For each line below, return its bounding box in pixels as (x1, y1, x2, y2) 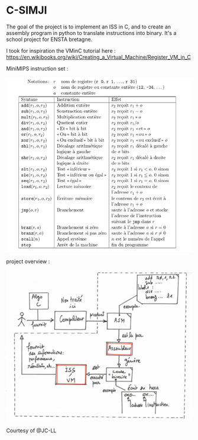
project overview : (6, 258, 50, 265)
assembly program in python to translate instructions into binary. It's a (6, 29, 177, 36)
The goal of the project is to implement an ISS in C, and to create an (6, 23, 171, 30)
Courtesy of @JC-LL (6, 427, 57, 434)
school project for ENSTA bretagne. (6, 36, 93, 43)
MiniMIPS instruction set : (6, 65, 69, 72)
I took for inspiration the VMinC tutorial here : (6, 47, 116, 54)
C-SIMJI (6, 4, 47, 17)
